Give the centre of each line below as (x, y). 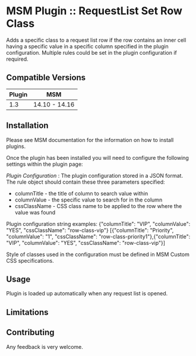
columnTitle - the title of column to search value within (81, 193)
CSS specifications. (30, 260)
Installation (27, 126)
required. (17, 59)
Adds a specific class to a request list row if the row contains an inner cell (96, 40)
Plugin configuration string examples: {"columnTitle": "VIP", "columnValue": (98, 223)
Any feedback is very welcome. (45, 346)
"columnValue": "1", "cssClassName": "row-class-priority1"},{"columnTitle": (98, 237)
